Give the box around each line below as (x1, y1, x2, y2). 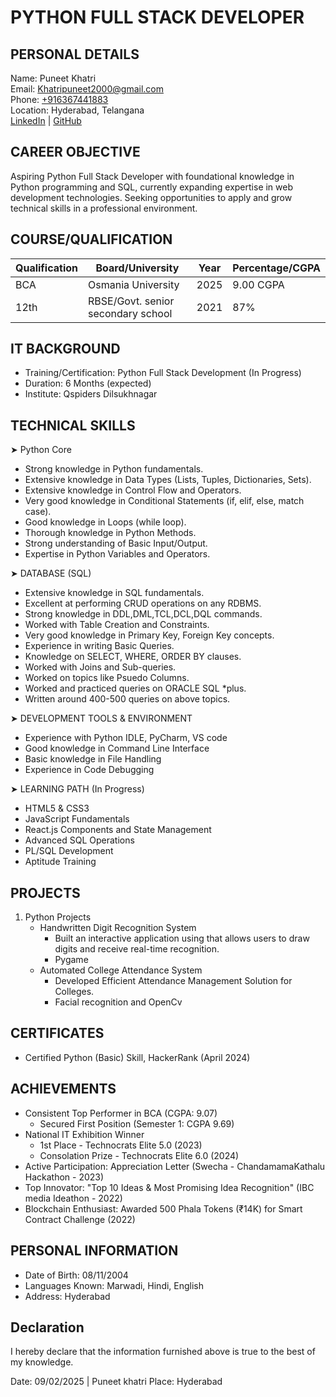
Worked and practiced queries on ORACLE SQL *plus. (24, 682, 247, 695)
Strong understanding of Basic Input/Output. (24, 537, 208, 550)
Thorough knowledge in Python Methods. (24, 527, 197, 539)
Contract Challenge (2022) (24, 1213, 136, 1225)
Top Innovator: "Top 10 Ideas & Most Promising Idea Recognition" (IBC (24, 1181, 315, 1193)
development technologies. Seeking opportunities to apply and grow (10, 191, 293, 203)
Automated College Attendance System (39, 964, 203, 976)
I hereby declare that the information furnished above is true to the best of (10, 1346, 316, 1358)
